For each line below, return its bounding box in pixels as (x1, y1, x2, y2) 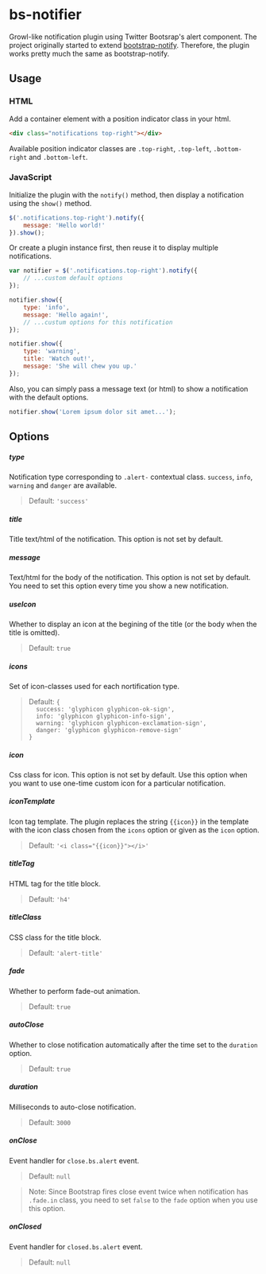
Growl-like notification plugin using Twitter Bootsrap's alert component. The (9, 32, 257, 41)
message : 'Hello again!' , (23, 310, 110, 319)
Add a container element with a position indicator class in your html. (9, 114, 231, 123)
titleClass (9, 913, 42, 922)
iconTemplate (9, 797, 56, 806)
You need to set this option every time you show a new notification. (9, 581, 229, 590)
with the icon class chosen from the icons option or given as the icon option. (9, 825, 260, 835)
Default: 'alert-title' (28, 948, 103, 957)
